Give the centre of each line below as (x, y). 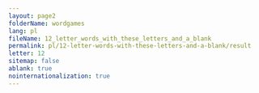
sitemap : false (34, 61)
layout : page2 (32, 16)
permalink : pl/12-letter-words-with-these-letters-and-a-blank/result (130, 46)
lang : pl (23, 31)
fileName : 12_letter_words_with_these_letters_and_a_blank (110, 38)
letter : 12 (27, 53)
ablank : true (30, 69)
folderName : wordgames (47, 23)
